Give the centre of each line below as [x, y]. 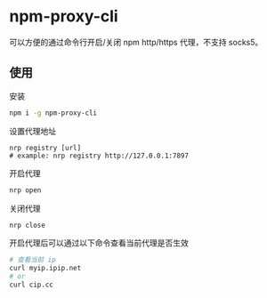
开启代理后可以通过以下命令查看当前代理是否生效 [99, 243]
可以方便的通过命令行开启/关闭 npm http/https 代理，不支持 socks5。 [136, 42]
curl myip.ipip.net [45, 269]
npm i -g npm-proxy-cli [53, 113]
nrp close [28, 225]
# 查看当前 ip [32, 260]
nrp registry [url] [45, 148]
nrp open [25, 190]
